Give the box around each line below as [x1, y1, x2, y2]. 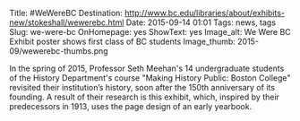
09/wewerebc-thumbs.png [9, 46, 109, 56]
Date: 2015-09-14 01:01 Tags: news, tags [125, 17, 276, 28]
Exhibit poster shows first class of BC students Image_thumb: [9, 36, 236, 47]
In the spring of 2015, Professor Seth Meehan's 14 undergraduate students [9, 63, 285, 73]
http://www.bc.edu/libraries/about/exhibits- [124, 8, 285, 18]
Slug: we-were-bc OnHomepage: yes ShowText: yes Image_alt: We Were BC [9, 27, 291, 37]
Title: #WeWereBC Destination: [9, 8, 124, 18]
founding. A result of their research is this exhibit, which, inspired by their [9, 91, 280, 102]
